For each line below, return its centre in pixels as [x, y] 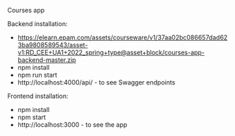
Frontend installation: [38, 96]
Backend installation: [38, 24]
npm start [31, 117]
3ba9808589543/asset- [53, 45]
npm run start [37, 75]
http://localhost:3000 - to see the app [72, 125]
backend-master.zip [47, 60]
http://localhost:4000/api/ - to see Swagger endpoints [96, 82]
